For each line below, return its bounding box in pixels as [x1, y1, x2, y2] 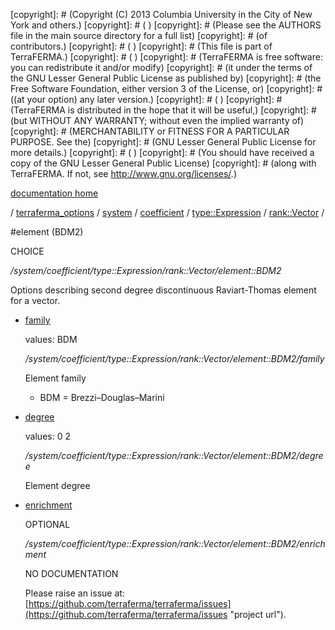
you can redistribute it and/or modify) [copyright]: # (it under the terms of [10, 62, 313, 73]
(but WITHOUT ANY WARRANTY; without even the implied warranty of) [10, 115, 305, 126]
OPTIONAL [24, 519, 71, 530]
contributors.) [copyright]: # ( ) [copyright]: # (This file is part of [10, 40, 273, 52]
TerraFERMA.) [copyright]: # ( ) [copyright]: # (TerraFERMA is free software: [10, 51, 323, 63]
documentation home [10, 187, 99, 199]
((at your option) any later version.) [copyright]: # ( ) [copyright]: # [10, 94, 283, 105]
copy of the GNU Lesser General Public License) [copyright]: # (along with [10, 157, 317, 169]
